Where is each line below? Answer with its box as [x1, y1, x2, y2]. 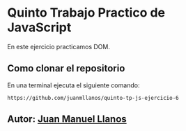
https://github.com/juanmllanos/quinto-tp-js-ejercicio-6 [7, 94, 179, 101]
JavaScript [7, 19, 72, 35]
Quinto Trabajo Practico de [7, 5, 166, 21]
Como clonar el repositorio [7, 62, 125, 74]
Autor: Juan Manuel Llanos [7, 113, 127, 125]
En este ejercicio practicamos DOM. [7, 42, 110, 51]
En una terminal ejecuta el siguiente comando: [7, 81, 140, 89]
